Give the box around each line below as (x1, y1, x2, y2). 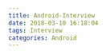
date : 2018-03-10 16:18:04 (8, 19, 99, 27)
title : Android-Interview (8, 11, 95, 20)
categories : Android (8, 33, 78, 42)
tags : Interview (8, 26, 63, 34)
